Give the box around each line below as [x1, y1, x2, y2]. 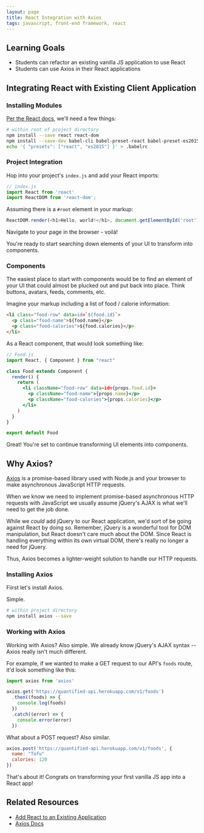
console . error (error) [17, 717, 72, 723]
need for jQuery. [6, 543, 47, 551]
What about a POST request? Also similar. [6, 733, 110, 741]
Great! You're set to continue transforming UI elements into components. [6, 441, 188, 448]
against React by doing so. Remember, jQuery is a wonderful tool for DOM [6, 524, 191, 531]
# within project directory [6, 608, 78, 614]
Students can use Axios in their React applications [15, 65, 141, 73]
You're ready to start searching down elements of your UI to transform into [6, 240, 193, 248]
